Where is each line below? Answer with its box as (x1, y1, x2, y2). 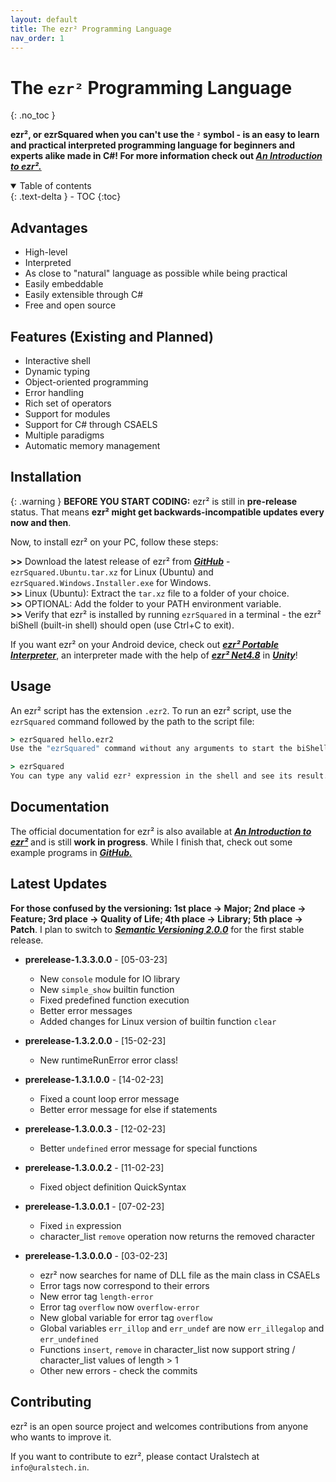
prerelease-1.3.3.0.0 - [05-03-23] (24, 953, 168, 965)
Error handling (24, 386, 84, 398)
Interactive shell (24, 354, 91, 366)
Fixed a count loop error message (39, 1092, 180, 1105)
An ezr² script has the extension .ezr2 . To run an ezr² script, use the (10, 704, 292, 716)
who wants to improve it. (10, 1431, 112, 1443)
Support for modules (24, 407, 111, 420)
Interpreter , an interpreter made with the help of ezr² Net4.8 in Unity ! (10, 649, 298, 661)
